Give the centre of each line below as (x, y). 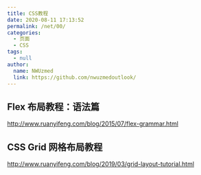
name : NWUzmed (33, 71)
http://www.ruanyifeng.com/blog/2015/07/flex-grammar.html (93, 124)
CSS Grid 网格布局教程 (55, 147)
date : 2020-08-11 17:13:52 (46, 20)
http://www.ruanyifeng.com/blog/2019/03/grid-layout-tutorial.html (100, 164)
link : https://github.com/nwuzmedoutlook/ (75, 77)
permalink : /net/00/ (37, 26)
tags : (15, 52)
